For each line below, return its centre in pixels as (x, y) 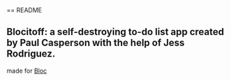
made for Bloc (27, 71)
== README (24, 10)
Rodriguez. (31, 54)
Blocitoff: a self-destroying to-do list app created (115, 32)
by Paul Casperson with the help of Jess (96, 43)
